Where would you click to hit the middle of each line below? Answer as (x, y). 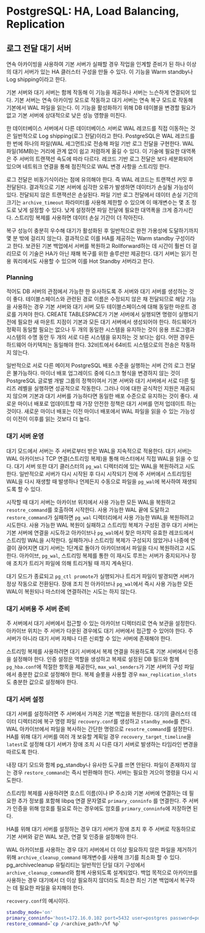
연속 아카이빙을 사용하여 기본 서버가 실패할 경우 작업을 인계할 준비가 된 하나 (96, 64)
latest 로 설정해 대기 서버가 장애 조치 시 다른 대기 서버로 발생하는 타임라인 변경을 (102, 744)
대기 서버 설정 (25, 699)
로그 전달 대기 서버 (39, 48)
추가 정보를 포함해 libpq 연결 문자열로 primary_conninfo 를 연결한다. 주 (102, 801)
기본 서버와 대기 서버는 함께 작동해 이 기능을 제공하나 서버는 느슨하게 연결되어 (98, 92)
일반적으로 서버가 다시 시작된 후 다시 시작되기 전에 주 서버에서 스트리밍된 (106, 474)
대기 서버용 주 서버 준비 (38, 609)
